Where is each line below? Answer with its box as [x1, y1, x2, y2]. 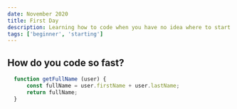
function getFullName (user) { [14, 76, 107, 83]
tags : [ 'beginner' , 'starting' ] [7, 30, 103, 38]
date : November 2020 [7, 10, 69, 18]
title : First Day [7, 17, 59, 24]
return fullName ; [26, 88, 78, 96]
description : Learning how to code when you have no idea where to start [7, 24, 231, 31]
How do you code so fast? [7, 56, 125, 68]
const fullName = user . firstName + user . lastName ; [26, 82, 180, 89]
